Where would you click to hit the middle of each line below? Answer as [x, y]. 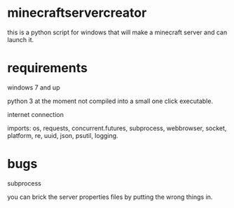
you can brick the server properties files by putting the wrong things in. [110, 197]
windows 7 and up [34, 87]
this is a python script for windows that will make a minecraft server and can [117, 32]
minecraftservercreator [77, 13]
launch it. [21, 39]
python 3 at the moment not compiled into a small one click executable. [110, 101]
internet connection [36, 114]
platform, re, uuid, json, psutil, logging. [63, 135]
